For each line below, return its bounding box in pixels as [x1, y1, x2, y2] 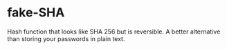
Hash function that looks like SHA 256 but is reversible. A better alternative [7, 27, 221, 36]
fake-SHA [7, 5, 65, 21]
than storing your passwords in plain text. [7, 34, 125, 42]
